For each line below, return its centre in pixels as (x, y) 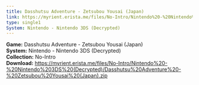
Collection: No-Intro (31, 57)
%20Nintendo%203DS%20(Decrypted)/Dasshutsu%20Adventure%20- (94, 69)
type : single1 (24, 22)
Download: (20, 63)
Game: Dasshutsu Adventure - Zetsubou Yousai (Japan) (75, 45)
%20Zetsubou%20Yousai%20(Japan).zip (57, 76)
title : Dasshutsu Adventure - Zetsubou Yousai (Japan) (75, 11)
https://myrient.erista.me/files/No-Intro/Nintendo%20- (101, 63)
